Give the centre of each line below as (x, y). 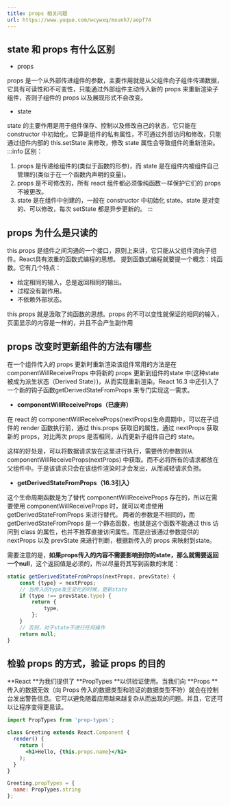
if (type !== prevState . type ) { (65, 596)
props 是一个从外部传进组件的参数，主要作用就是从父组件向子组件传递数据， (115, 80)
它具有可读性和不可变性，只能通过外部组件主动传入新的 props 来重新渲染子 (113, 89)
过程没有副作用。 (41, 291)
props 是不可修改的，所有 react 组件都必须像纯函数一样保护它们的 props (119, 183)
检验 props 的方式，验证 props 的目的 (86, 663)
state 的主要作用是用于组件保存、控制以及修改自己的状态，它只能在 (102, 126)
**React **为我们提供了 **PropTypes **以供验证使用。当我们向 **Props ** (112, 682)
